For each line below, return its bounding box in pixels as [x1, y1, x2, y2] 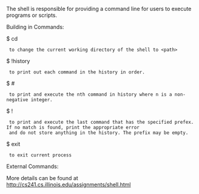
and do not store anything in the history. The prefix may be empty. [8, 130, 189, 136]
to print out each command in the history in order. [8, 69, 146, 75]
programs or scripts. [6, 12, 58, 19]
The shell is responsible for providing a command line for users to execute [6, 5, 192, 12]
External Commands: [6, 163, 59, 170]
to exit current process [8, 152, 72, 158]
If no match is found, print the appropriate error [6, 124, 140, 130]
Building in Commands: [6, 24, 64, 30]
